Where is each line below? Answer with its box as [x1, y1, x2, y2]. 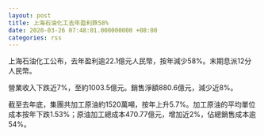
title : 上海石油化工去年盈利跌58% [8, 19, 109, 27]
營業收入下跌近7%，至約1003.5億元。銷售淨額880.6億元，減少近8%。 [8, 83, 238, 93]
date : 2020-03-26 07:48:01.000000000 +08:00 [8, 26, 158, 34]
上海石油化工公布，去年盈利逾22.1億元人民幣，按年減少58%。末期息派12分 [8, 56, 252, 66]
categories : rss [8, 33, 62, 42]
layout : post [8, 11, 52, 20]
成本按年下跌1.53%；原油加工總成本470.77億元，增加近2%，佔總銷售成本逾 [8, 110, 256, 119]
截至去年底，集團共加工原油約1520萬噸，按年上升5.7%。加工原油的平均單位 [8, 100, 256, 109]
